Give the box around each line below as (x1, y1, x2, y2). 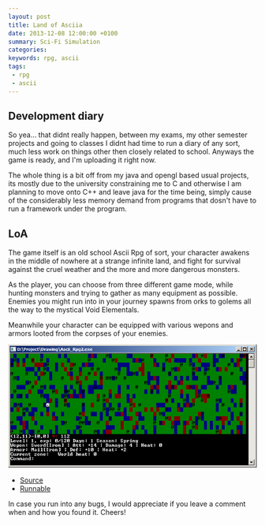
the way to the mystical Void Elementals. (8, 305, 140, 315)
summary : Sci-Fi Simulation (8, 38, 101, 46)
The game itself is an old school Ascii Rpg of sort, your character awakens (8, 248, 250, 258)
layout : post (8, 13, 51, 20)
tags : (8, 63, 26, 71)
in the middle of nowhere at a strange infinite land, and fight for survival (8, 256, 241, 266)
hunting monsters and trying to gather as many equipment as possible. (8, 289, 238, 298)
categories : (8, 46, 47, 54)
